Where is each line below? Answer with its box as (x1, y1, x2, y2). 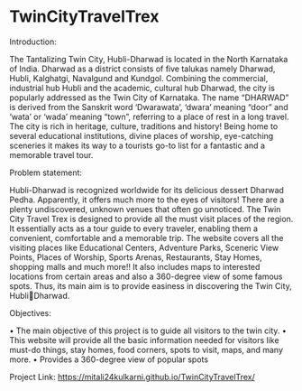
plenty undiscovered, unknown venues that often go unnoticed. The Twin (9, 203, 281, 214)
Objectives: (9, 307, 51, 318)
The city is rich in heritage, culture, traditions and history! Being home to (9, 120, 279, 132)
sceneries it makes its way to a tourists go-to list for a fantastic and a (9, 140, 266, 151)
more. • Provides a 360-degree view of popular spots (9, 354, 209, 365)
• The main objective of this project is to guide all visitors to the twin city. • (9, 325, 287, 336)
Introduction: (9, 36, 57, 47)
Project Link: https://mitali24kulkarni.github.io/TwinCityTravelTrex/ (9, 371, 255, 382)
